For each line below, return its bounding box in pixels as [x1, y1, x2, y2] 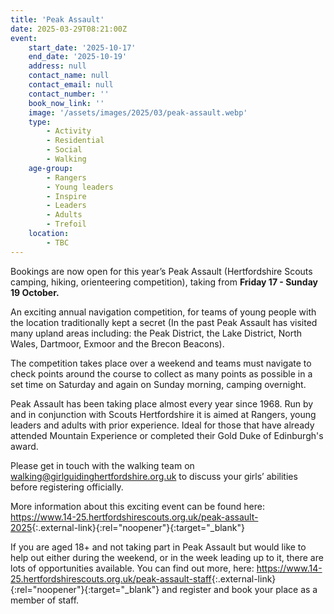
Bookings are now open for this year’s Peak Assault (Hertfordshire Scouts [10, 265, 313, 277]
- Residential [46, 136, 105, 146]
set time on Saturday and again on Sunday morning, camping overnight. [10, 378, 307, 390]
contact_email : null [28, 80, 114, 90]
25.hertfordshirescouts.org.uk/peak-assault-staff [10, 572, 212, 585]
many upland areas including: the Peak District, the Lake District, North [10, 327, 303, 339]
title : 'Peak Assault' [10, 14, 105, 25]
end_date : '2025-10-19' [28, 52, 128, 62]
